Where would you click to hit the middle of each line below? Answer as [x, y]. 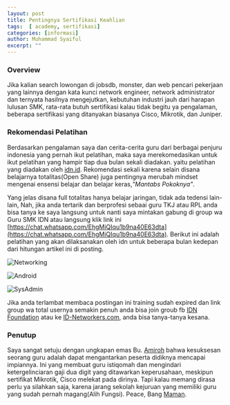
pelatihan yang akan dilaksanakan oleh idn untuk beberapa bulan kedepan [113, 241]
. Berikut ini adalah [193, 234]
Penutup [22, 335]
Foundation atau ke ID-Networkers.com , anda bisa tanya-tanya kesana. [108, 317]
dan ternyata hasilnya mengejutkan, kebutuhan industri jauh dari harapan [111, 100]
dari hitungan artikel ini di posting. [55, 249]
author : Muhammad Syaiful [44, 39]
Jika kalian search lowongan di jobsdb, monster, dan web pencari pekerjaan [115, 85]
